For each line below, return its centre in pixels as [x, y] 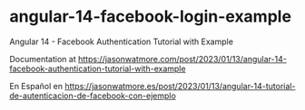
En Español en [36, 86]
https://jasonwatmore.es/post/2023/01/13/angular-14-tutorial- [180, 86]
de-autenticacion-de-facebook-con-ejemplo [93, 96]
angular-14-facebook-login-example [151, 17]
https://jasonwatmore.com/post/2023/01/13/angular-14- [182, 59]
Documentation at [43, 59]
